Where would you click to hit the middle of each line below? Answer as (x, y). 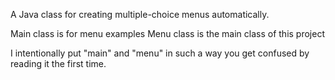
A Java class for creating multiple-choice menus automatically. (140, 14)
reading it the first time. (58, 63)
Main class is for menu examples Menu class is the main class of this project (168, 33)
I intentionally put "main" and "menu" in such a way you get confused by (160, 53)
